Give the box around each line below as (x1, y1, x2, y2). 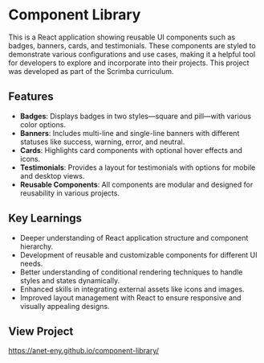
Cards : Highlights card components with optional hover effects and (19, 145, 243, 155)
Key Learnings (8, 212, 83, 225)
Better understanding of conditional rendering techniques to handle (19, 267, 243, 277)
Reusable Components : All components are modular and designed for (19, 179, 254, 189)
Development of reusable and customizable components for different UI (19, 250, 258, 259)
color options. (19, 119, 67, 130)
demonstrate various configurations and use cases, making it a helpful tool (8, 49, 255, 59)
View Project (8, 324, 74, 338)
